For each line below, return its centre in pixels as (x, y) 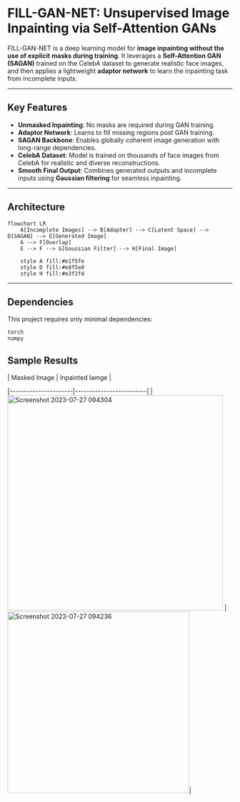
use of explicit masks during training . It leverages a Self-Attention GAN (114, 56)
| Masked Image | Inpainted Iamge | (60, 378)
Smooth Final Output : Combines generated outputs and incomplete (117, 170)
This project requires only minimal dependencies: (80, 319)
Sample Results (43, 360)
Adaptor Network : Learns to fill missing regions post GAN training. (116, 132)
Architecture (36, 207)
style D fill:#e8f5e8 (52, 267)
